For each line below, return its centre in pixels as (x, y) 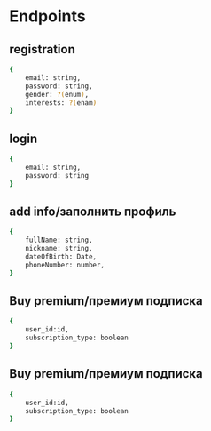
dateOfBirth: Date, (61, 257)
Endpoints (47, 16)
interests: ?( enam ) (61, 103)
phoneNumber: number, (65, 265)
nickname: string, (59, 249)
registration (42, 49)
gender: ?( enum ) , (57, 94)
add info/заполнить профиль (93, 211)
